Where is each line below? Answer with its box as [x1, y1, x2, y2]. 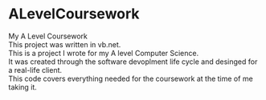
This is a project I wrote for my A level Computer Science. [8, 48, 199, 58]
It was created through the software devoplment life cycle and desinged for [8, 57, 258, 66]
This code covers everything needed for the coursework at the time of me [8, 74, 253, 83]
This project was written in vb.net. [8, 39, 121, 49]
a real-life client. [8, 65, 63, 74]
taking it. [8, 82, 38, 92]
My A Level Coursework [8, 31, 88, 41]
